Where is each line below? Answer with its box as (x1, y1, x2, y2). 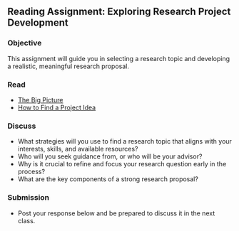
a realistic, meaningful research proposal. (7, 62, 130, 70)
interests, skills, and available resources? (17, 145, 138, 154)
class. (17, 216, 36, 225)
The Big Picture (17, 95, 63, 104)
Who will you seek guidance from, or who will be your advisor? (17, 152, 203, 161)
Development (7, 17, 69, 29)
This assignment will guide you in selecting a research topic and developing (7, 54, 230, 63)
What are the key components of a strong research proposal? (17, 175, 198, 183)
